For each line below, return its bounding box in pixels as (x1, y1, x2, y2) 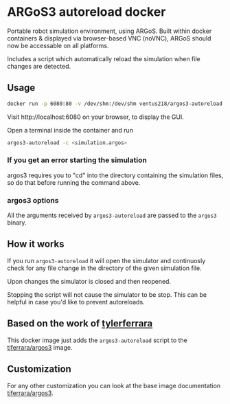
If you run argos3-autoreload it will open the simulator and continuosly (7, 256, 206, 265)
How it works (7, 238, 65, 250)
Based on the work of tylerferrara (7, 317, 153, 330)
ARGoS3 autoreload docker (7, 4, 166, 20)
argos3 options (7, 195, 59, 205)
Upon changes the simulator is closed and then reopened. (7, 277, 172, 285)
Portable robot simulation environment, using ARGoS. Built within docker (7, 27, 212, 35)
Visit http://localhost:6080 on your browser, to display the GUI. (7, 113, 184, 121)
